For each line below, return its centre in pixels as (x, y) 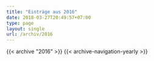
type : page (20, 23)
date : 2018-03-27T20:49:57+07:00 (49, 18)
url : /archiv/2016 (30, 34)
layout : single (26, 29)
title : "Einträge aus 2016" (42, 12)
